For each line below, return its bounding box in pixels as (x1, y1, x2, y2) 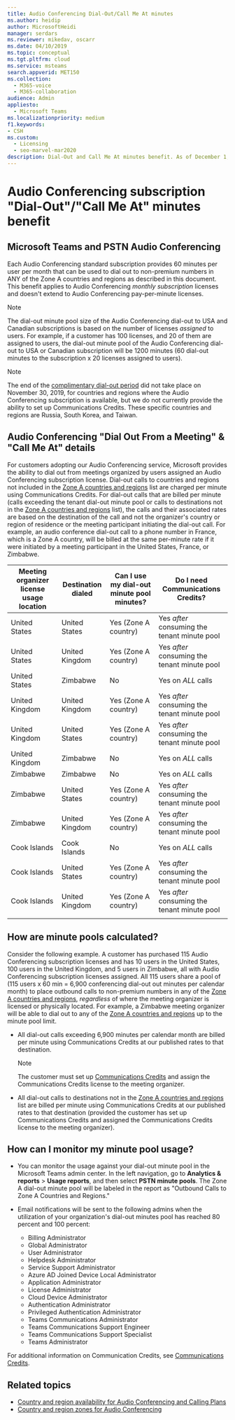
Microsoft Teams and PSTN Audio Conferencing (7, 241, 221, 253)
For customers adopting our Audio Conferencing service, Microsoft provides (7, 460, 227, 469)
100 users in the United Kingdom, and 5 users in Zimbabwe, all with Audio (7, 964, 220, 973)
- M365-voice (13, 82, 52, 89)
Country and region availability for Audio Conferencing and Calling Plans (17, 1398, 227, 1406)
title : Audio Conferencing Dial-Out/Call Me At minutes (7, 10, 173, 18)
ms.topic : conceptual (7, 50, 71, 57)
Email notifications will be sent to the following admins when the (17, 1205, 203, 1213)
